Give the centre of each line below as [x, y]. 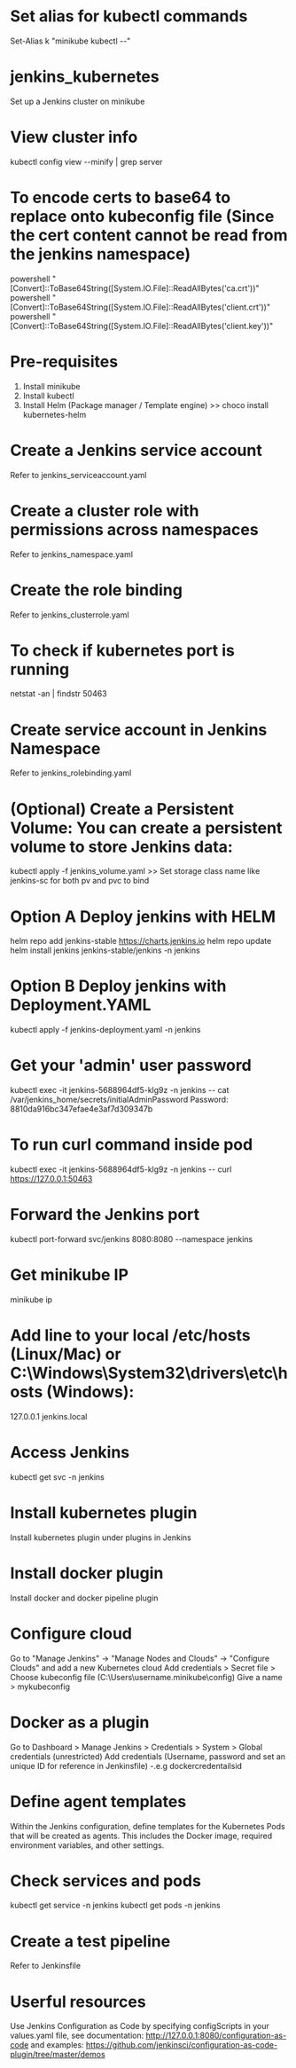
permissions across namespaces [135, 529]
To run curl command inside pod [132, 1145]
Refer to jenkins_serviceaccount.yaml [78, 475]
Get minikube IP [70, 1275]
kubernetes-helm [55, 414]
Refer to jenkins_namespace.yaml [72, 554]
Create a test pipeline [90, 1941]
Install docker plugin [87, 1573]
